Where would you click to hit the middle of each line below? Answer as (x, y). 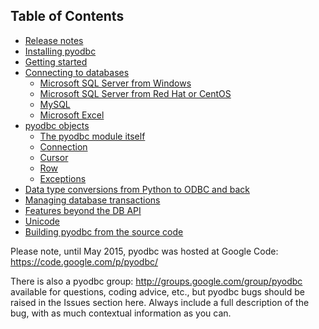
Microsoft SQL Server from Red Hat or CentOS (135, 93)
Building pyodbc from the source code (104, 231)
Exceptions (63, 178)
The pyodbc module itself (92, 136)
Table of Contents (67, 16)
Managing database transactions (92, 200)
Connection (63, 146)
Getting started (56, 61)
